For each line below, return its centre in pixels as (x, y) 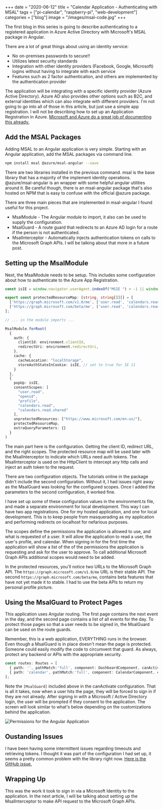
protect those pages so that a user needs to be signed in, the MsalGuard (77, 624)
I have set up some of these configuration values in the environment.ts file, (80, 501)
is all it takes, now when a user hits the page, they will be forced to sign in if (81, 691)
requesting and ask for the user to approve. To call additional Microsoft (76, 552)
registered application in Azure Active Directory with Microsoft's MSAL (76, 32)
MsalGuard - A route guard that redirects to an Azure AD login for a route (85, 227)
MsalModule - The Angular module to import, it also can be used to (79, 217)
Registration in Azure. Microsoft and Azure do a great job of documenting (78, 117)
